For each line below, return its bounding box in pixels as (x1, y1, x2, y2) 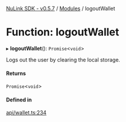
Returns (6, 70, 26, 77)
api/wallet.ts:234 (6, 109, 47, 116)
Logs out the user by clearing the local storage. (6, 56, 120, 63)
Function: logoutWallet (6, 26, 120, 39)
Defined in (6, 96, 32, 103)
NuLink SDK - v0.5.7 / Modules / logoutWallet (6, 5, 115, 12)
